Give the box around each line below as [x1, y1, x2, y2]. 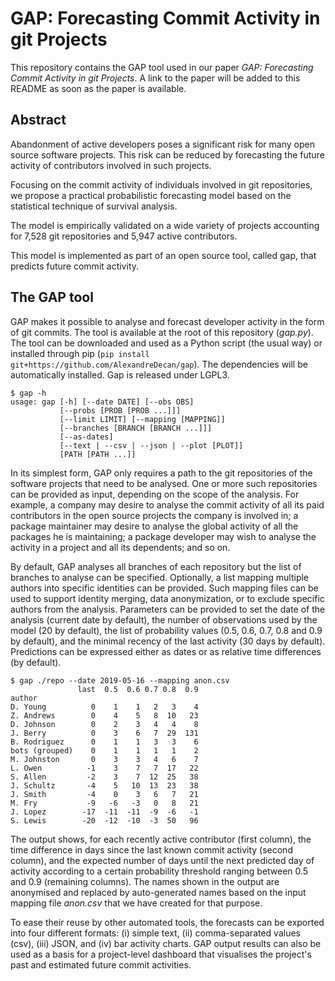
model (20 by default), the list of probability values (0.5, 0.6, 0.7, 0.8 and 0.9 [10, 624, 323, 636]
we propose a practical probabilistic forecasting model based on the [10, 189, 292, 201]
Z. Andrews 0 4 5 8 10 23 [10, 710, 199, 721]
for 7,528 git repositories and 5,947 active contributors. [10, 230, 238, 242]
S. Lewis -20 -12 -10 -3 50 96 [10, 815, 199, 826]
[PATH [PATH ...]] [59, 449, 137, 459]
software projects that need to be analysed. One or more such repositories [10, 477, 318, 489]
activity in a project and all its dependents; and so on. [10, 541, 231, 553]
